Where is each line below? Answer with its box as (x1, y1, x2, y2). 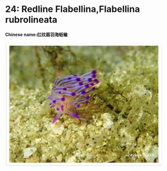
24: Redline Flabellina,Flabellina (5, 3, 140, 15)
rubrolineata (5, 14, 57, 25)
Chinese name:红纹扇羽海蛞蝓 (5, 31, 68, 37)
